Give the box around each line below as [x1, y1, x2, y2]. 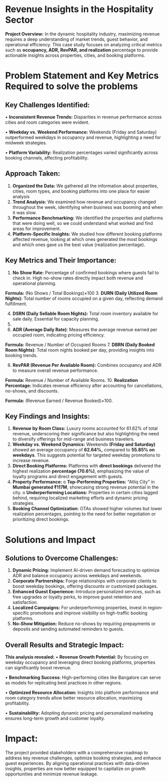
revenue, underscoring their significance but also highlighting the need [12, 431, 159, 437]
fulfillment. [5, 300, 28, 306]
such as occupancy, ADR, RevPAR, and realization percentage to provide [5, 47, 158, 53]
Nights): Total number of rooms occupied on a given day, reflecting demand [5, 295, 163, 301]
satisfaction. [12, 599, 38, 605]
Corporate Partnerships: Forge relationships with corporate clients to [12, 578, 157, 584]
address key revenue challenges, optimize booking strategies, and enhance [5, 755, 161, 761]
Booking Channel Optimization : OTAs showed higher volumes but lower [12, 506, 162, 512]
